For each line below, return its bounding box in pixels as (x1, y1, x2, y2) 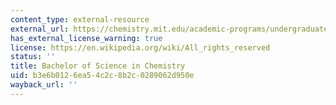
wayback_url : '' (10, 80, 78, 90)
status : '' (10, 52, 56, 62)
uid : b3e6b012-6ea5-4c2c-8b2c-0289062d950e (10, 71, 195, 81)
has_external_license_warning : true (10, 33, 163, 43)
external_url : (10, 24, 70, 34)
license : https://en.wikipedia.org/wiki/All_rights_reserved (10, 42, 271, 53)
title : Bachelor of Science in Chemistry (10, 61, 186, 71)
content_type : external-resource (10, 14, 150, 25)
